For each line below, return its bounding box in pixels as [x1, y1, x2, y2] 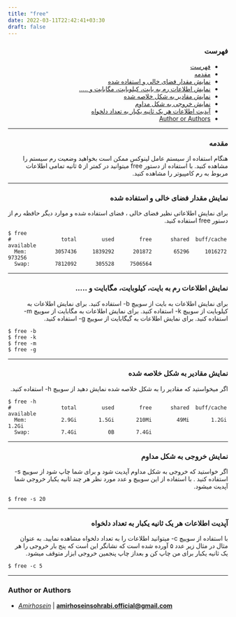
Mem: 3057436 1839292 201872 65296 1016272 [14, 248, 228, 255]
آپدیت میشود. [193, 482, 228, 490]
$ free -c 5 [8, 562, 43, 570]
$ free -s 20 [8, 496, 46, 503]
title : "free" [8, 10, 50, 17]
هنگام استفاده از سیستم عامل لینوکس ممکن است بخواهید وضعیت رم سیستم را [22, 154, 228, 162]
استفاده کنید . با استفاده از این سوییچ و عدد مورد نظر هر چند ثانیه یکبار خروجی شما [14, 475, 228, 483]
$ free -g [8, 346, 37, 353]
